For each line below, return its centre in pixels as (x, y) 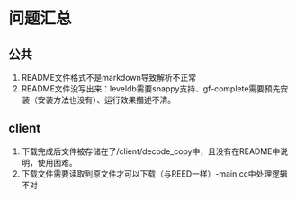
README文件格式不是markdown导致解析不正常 (109, 78)
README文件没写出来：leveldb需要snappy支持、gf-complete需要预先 (151, 89)
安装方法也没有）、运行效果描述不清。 (107, 100)
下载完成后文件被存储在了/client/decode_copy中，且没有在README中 (151, 151)
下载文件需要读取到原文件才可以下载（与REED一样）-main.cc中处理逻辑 (154, 173)
